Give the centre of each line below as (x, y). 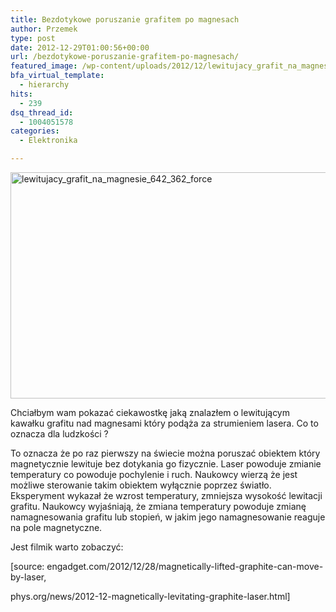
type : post (33, 38)
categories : (35, 131)
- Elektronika (48, 141)
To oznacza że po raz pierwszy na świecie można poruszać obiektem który (165, 453)
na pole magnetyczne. (56, 527)
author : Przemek (44, 29)
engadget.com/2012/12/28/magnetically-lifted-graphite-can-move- (185, 566)
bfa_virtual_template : (57, 76)
